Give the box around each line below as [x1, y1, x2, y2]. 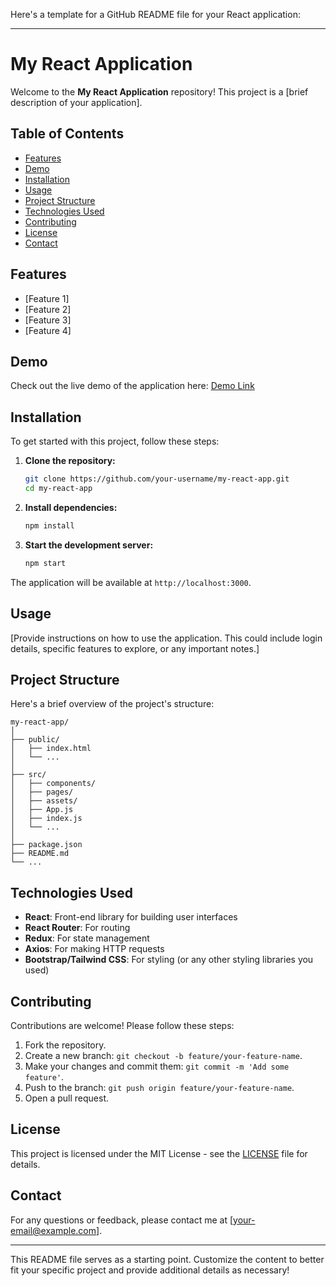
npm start [24, 558, 67, 568]
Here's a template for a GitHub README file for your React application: [10, 9, 301, 20]
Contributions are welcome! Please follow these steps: [10, 1019, 235, 1031]
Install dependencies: [24, 501, 118, 513]
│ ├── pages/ [10, 787, 74, 798]
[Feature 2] [24, 303, 72, 315]
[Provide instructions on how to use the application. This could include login [10, 632, 323, 644]
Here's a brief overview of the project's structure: [10, 698, 215, 710]
